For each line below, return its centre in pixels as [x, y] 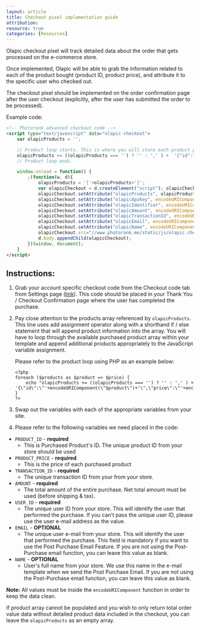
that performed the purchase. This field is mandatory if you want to [106, 541]
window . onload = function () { [54, 172]
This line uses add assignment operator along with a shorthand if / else [102, 325]
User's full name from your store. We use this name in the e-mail [103, 566]
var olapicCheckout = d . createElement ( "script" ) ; [101, 188]
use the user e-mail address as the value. [74, 522]
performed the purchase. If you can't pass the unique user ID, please [108, 515]
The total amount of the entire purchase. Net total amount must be [105, 490]
